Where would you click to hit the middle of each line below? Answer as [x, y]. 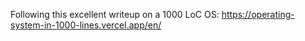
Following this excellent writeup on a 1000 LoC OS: [115, 14]
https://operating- [258, 14]
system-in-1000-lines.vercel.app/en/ [86, 25]
